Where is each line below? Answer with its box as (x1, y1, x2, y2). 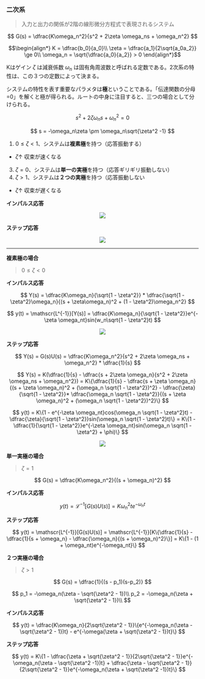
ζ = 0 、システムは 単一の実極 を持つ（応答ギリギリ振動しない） (15, 166, 173, 173)
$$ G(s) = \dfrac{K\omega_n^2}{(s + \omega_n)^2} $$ (34, 476, 171, 484)
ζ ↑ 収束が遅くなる (15, 187, 62, 194)
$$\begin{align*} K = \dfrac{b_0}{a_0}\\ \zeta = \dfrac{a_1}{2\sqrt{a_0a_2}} (8, 45, 197, 52)
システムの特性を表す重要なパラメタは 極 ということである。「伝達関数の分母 (6, 86, 196, 93)
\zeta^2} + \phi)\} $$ (76, 428, 129, 436)
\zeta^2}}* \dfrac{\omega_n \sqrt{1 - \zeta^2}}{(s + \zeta (43, 390, 186, 398)
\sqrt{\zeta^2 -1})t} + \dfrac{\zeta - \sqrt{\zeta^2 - (57, 659, 184, 666)
